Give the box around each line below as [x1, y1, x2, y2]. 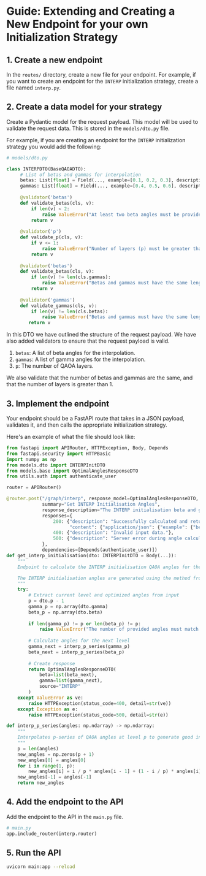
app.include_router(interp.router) [6, 831, 97, 837]
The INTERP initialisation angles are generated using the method [17, 575, 191, 581]
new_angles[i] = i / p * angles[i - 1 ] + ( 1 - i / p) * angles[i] [28, 768, 202, 775]
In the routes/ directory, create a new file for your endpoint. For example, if [6, 71, 196, 78]
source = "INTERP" [39, 684, 81, 690]
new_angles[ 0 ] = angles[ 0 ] [17, 757, 86, 763]
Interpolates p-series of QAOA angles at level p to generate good [17, 734, 193, 741]
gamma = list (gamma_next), [39, 677, 103, 684]
